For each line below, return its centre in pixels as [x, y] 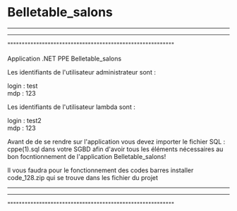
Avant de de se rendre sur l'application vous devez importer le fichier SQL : [116, 141]
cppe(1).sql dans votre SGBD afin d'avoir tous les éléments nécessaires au [115, 149]
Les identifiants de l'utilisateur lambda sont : [71, 107]
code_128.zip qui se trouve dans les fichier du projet [83, 177]
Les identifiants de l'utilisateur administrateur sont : [82, 72]
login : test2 [25, 120]
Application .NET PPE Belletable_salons [65, 58]
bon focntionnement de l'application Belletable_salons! [87, 156]
